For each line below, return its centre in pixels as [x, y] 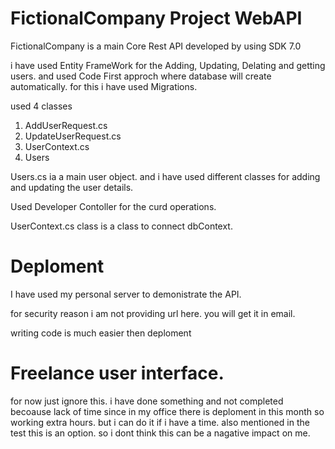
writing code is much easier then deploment [101, 333]
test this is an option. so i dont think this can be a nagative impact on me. [160, 433]
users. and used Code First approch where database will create [141, 76]
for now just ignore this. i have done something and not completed [147, 401]
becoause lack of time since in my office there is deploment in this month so [167, 411]
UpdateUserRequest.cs [73, 136]
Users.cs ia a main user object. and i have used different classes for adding [165, 176]
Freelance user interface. [117, 373]
